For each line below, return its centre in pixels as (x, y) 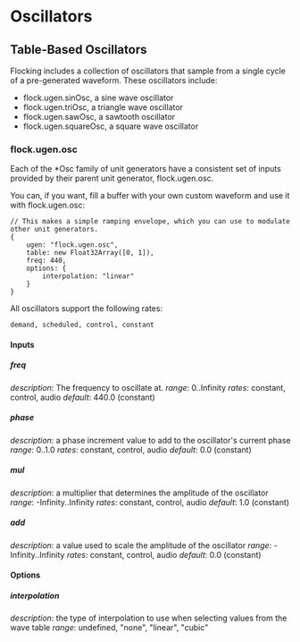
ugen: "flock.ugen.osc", (72, 245)
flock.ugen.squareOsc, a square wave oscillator (111, 126)
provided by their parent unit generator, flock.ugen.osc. (112, 178)
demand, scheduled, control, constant (82, 325)
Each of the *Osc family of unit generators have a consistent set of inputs (146, 169)
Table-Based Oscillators (79, 50)
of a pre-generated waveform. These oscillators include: (114, 80)
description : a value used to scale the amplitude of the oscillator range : (141, 545)
